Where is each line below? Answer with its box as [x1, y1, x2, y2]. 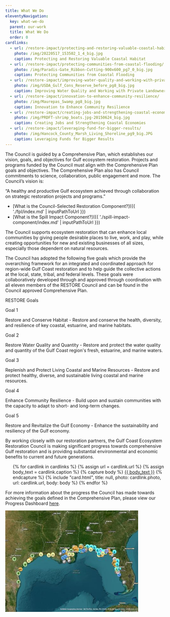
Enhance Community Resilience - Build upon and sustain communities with [5, 397, 161, 403]
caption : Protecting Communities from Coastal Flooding [14, 72, 135, 78]
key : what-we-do [10, 19, 44, 24]
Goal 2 [5, 332, 19, 338]
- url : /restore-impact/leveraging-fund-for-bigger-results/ [10, 126, 142, 131]
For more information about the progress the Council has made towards [5, 489, 155, 495]
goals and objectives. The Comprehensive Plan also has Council [5, 167, 139, 173]
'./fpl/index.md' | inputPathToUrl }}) [12, 208, 86, 214]
